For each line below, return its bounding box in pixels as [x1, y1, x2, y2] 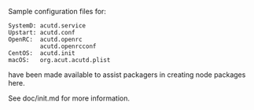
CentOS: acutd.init [8, 49, 76, 57]
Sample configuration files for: [8, 7, 106, 16]
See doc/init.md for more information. [8, 93, 130, 103]
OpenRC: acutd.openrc [8, 35, 83, 43]
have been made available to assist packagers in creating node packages [8, 70, 246, 79]
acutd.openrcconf [39, 42, 97, 50]
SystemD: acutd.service [8, 22, 87, 30]
